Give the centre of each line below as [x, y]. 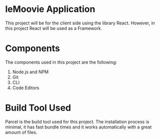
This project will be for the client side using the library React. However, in [80, 23]
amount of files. [21, 132]
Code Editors [26, 88]
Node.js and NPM [30, 72]
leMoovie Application [50, 9]
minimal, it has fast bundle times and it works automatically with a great [79, 127]
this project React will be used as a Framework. [54, 28]
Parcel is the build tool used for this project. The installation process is [77, 122]
